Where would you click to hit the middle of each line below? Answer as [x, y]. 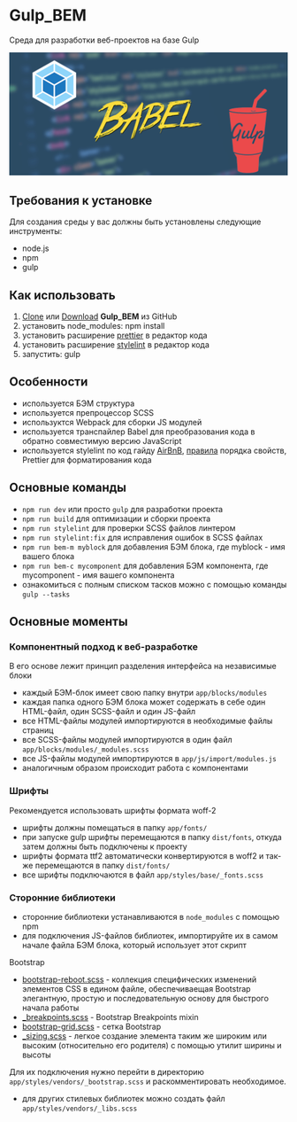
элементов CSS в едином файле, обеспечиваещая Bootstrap [136, 988]
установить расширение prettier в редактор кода [114, 335]
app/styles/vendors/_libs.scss [80, 1109]
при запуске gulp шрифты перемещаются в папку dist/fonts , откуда [152, 837]
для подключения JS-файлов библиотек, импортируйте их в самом [150, 935]
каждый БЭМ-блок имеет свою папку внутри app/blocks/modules [145, 693]
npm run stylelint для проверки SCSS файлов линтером [129, 527]
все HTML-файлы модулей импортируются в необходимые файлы [147, 721]
